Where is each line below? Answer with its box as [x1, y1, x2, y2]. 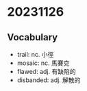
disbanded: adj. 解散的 [16, 76, 81, 84]
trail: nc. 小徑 [16, 51, 54, 58]
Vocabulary [7, 31, 58, 43]
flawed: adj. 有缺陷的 [16, 68, 76, 75]
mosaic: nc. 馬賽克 [16, 59, 70, 67]
